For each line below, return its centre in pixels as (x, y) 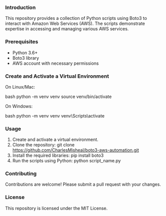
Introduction (20, 7)
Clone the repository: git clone (43, 145)
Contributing (21, 174)
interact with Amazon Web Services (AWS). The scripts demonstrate (75, 23)
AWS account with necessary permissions (55, 63)
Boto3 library (26, 58)
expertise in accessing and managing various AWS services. (67, 29)
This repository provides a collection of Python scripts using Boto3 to (76, 18)
